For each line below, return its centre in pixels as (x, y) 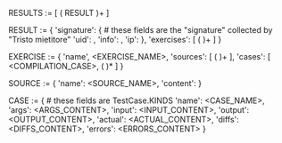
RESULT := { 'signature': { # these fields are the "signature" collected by (141, 30)
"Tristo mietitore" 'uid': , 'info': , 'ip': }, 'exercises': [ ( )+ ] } (115, 40)
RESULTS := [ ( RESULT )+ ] (59, 13)
